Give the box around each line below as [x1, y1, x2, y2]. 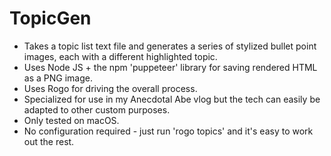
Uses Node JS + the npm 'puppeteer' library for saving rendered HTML [23, 61, 318, 73]
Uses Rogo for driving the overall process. [23, 82, 198, 94]
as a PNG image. [23, 72, 93, 84]
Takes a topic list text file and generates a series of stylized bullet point [23, 40, 317, 52]
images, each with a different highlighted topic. [23, 50, 218, 62]
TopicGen [9, 7, 92, 30]
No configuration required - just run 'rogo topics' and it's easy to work [23, 125, 314, 137]
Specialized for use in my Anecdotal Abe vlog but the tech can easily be [23, 93, 321, 105]
